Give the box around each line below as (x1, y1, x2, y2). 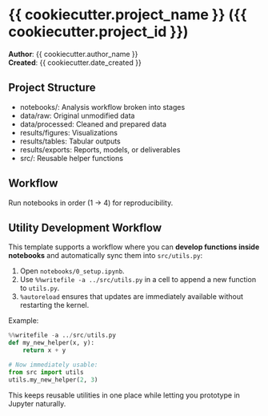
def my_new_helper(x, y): (8, 339, 94, 347)
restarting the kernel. (19, 301, 90, 310)
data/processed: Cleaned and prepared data (19, 119, 166, 129)
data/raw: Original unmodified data (19, 111, 135, 120)
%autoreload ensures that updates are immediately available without (19, 292, 244, 301)
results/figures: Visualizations (19, 127, 118, 137)
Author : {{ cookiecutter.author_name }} (8, 49, 138, 59)
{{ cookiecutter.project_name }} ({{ (8, 6, 247, 24)
